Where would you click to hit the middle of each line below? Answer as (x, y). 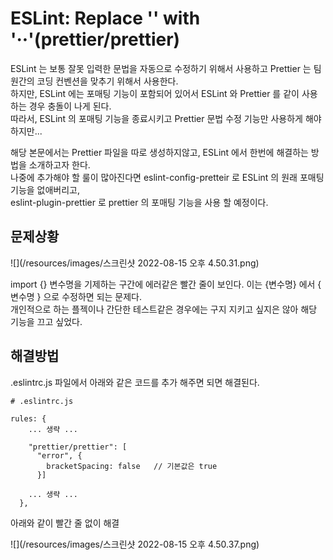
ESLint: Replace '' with (105, 18)
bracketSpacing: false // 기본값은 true (132, 466)
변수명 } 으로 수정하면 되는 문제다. (76, 296)
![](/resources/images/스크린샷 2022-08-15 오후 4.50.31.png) (135, 263)
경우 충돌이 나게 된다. (70, 106)
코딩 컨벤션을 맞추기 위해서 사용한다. (107, 81)
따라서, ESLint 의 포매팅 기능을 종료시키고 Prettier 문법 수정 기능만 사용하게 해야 (166, 118)
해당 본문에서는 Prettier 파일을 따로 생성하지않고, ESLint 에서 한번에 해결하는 (159, 152)
